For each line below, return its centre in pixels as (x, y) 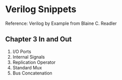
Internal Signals (29, 57)
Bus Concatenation (32, 73)
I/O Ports (22, 51)
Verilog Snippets (41, 9)
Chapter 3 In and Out (39, 39)
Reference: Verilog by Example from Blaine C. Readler (61, 23)
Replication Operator (34, 62)
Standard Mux (27, 67)
